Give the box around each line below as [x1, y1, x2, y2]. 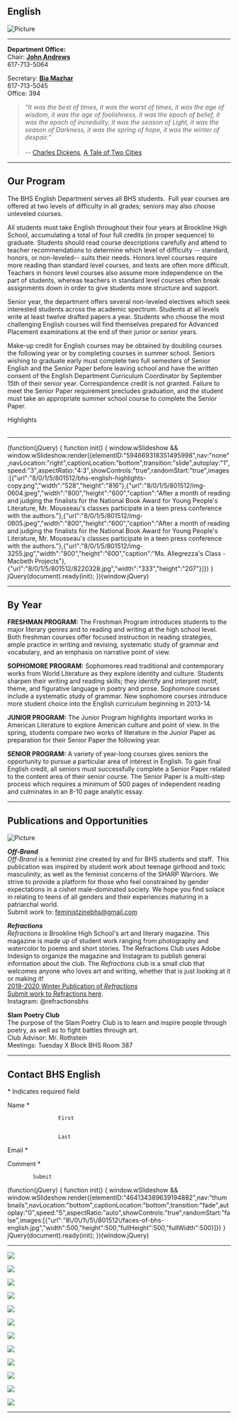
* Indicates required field [7, 1087, 80, 1096]
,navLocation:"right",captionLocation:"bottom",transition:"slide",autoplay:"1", [7, 458, 230, 467]
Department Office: [7, 45, 66, 53]
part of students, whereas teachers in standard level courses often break [7, 276, 220, 284]
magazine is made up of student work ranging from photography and [7, 937, 209, 945]
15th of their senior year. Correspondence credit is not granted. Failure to [7, 379, 220, 387]
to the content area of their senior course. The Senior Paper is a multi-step [7, 773, 225, 781]
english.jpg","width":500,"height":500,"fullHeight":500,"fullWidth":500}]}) [7, 1224, 222, 1232]
